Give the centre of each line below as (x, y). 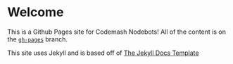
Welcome (36, 12)
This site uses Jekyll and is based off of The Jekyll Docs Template (103, 53)
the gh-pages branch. (38, 39)
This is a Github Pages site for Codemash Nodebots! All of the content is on (117, 32)
